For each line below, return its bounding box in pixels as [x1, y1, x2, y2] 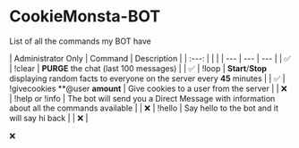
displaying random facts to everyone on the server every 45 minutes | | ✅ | [9, 73, 286, 84]
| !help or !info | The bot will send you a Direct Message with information [9, 93, 276, 103]
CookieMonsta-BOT [9, 6, 161, 27]
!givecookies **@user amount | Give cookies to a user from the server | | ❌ [9, 83, 288, 94]
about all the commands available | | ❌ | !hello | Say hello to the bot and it [9, 103, 279, 113]
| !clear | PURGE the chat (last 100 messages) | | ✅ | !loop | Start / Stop [9, 62, 267, 73]
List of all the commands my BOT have [9, 36, 152, 46]
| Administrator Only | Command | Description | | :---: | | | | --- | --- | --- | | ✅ [9, 53, 291, 63]
